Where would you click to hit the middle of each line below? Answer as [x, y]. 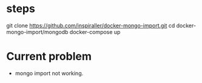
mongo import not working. [49, 73]
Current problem [49, 57]
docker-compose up [95, 32]
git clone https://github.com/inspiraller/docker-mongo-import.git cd [91, 25]
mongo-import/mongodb [37, 32]
